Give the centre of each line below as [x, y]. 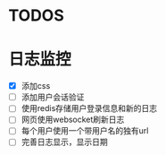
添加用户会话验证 [53, 97]
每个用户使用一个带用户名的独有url [85, 131]
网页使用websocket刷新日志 [73, 120]
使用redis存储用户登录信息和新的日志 [89, 108]
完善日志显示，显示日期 [64, 142]
